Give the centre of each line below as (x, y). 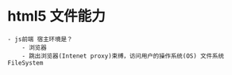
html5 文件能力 (56, 16)
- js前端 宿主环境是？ (40, 39)
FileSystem (25, 63)
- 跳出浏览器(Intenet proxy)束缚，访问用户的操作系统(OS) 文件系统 (123, 56)
